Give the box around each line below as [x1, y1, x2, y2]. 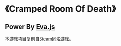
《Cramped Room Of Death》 [5, 3, 116, 14]
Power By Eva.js [5, 23, 55, 31]
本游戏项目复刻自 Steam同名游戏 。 [5, 36, 74, 42]
